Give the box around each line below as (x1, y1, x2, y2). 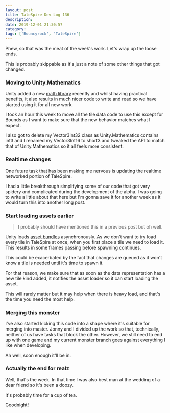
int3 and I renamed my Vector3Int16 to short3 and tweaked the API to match (5, 138, 165, 144)
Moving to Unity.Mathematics (5, 79, 81, 86)
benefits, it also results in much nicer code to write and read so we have (5, 96, 157, 102)
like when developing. (5, 342, 52, 348)
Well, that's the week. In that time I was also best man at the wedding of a (5, 377, 160, 383)
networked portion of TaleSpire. (5, 173, 72, 179)
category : (5, 27, 27, 32)
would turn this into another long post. (5, 199, 86, 205)
